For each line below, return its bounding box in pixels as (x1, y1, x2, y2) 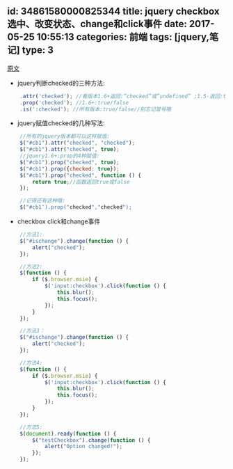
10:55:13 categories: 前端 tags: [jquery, (36, 31, 210, 43)
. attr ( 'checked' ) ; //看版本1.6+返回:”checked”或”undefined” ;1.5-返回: (19, 93, 224, 100)
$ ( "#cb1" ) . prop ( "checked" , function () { (19, 172, 141, 179)
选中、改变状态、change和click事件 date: (7, 18, 188, 30)
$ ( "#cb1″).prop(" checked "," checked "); (19, 204, 132, 211)
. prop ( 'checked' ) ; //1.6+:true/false (19, 99, 129, 106)
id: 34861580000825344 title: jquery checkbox (7, 6, 220, 17)
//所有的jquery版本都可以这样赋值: (19, 133, 110, 140)
